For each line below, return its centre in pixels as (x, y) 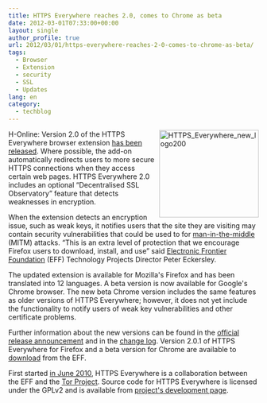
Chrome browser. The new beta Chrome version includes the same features (132, 292)
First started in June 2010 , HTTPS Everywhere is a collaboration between (128, 373)
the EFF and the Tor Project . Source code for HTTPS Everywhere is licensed (133, 382)
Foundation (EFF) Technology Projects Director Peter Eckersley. (112, 260)
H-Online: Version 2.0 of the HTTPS (67, 134)
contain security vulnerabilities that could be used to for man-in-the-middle (132, 234)
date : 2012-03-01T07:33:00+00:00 (64, 23)
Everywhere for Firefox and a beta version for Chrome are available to (122, 349)
